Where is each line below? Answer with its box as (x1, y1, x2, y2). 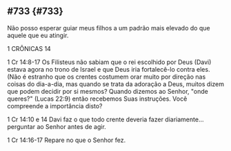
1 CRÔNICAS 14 (7, 44, 52, 52)
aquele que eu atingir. (7, 31, 69, 39)
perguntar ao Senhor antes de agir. (7, 122, 107, 130)
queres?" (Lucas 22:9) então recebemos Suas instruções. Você (7, 94, 188, 103)
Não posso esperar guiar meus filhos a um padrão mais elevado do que (7, 23, 210, 32)
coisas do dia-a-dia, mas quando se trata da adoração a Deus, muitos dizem (7, 79, 224, 88)
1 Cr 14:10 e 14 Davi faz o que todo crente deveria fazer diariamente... (7, 115, 204, 123)
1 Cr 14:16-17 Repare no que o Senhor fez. (7, 136, 126, 144)
